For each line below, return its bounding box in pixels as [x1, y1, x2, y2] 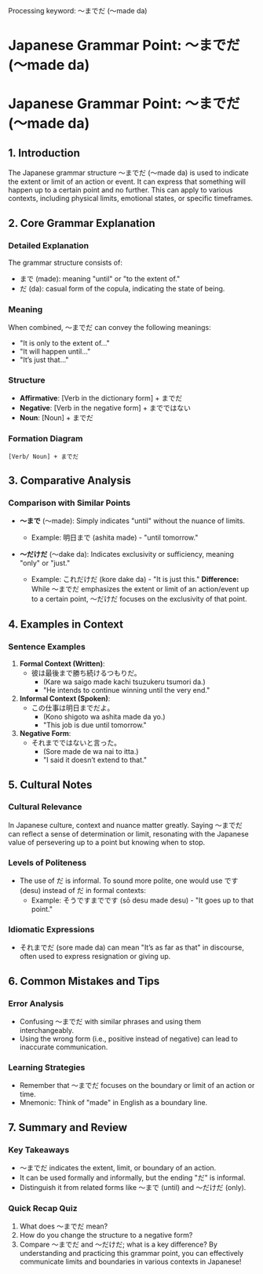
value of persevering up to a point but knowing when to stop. [8, 837, 206, 847]
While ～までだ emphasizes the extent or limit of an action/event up [31, 584, 250, 594]
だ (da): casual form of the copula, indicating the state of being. [19, 284, 225, 293]
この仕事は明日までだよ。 [31, 703, 115, 712]
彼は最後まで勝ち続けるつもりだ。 [31, 668, 141, 678]
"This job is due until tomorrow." [42, 720, 147, 730]
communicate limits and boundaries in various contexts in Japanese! [19, 1257, 242, 1266]
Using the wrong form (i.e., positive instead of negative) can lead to [19, 1034, 238, 1044]
